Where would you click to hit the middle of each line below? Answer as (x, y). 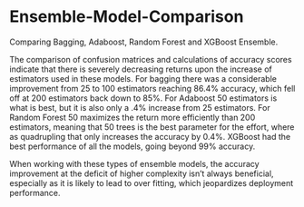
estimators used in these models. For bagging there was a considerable (143, 78)
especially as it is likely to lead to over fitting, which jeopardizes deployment (152, 182)
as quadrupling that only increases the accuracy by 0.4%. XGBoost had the (150, 136)
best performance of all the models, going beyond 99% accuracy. (132, 146)
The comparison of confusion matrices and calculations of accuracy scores (151, 59)
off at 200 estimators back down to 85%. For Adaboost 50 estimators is (143, 98)
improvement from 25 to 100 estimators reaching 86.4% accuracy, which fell (152, 88)
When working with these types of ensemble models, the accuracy (135, 163)
